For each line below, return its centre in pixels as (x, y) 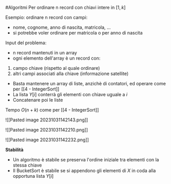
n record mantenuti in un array (45, 53)
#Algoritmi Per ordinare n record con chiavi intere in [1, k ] (65, 7)
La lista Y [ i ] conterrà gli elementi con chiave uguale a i (70, 94)
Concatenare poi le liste (38, 100)
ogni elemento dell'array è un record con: (56, 58)
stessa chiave (27, 165)
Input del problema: (26, 43)
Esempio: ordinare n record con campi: (46, 17)
